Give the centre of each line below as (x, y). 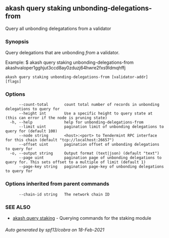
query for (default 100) (31, 131)
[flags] (13, 82)
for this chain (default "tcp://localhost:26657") (60, 140)
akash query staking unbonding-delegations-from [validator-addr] (77, 77)
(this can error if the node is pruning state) (56, 118)
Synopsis (17, 42)
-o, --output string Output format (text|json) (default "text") (85, 153)
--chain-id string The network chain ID (64, 194)
